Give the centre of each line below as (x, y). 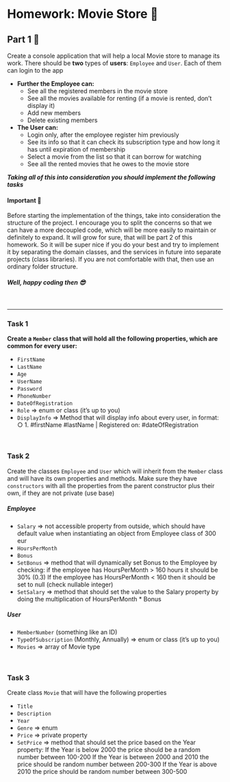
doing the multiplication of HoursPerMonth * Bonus (89, 599)
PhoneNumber (34, 396)
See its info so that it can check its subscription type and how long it (124, 142)
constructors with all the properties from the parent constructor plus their (111, 485)
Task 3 (18, 678)
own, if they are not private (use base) (61, 493)
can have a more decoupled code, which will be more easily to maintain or (112, 230)
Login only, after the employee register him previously (103, 135)
